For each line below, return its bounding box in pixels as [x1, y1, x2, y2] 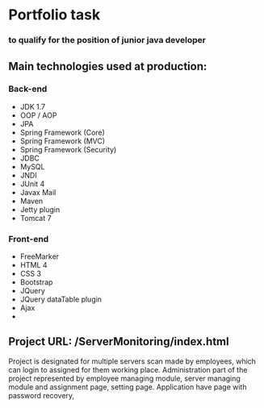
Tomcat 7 [19, 213, 52, 223]
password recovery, [8, 390, 75, 400]
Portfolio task [8, 6, 101, 24]
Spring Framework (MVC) [19, 135, 106, 146]
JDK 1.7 [19, 102, 46, 111]
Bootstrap [19, 277, 53, 287]
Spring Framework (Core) [19, 127, 105, 137]
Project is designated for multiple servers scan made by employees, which [8, 356, 257, 366]
